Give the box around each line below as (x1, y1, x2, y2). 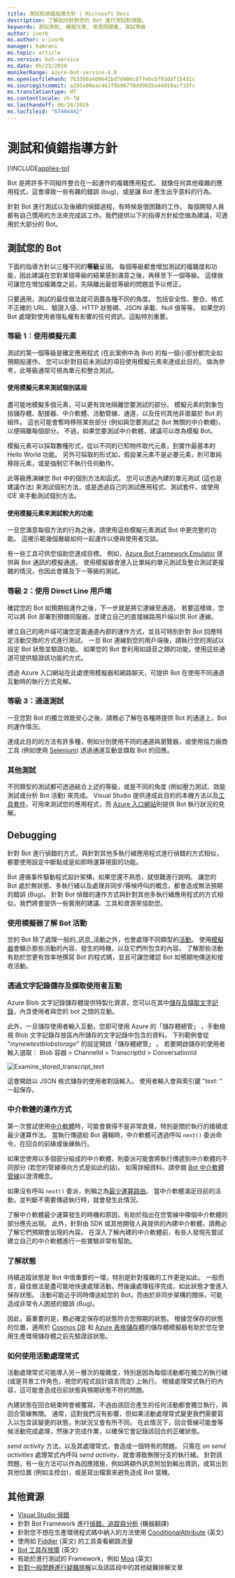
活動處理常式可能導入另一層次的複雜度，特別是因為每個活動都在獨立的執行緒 (7, 1368, 228, 1377)
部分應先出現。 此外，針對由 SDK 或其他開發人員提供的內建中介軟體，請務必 (7, 1219, 227, 1227)
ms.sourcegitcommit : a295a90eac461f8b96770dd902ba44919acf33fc (7, 82, 196, 89)
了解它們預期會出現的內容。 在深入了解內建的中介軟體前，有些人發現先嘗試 (7, 1227, 224, 1236)
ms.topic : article (7, 50, 61, 57)
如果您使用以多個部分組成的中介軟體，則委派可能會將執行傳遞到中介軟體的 (7, 1154, 222, 1162)
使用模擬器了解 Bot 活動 (7, 918, 87, 927)
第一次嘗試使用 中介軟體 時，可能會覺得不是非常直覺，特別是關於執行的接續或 (7, 1122, 228, 1130)
